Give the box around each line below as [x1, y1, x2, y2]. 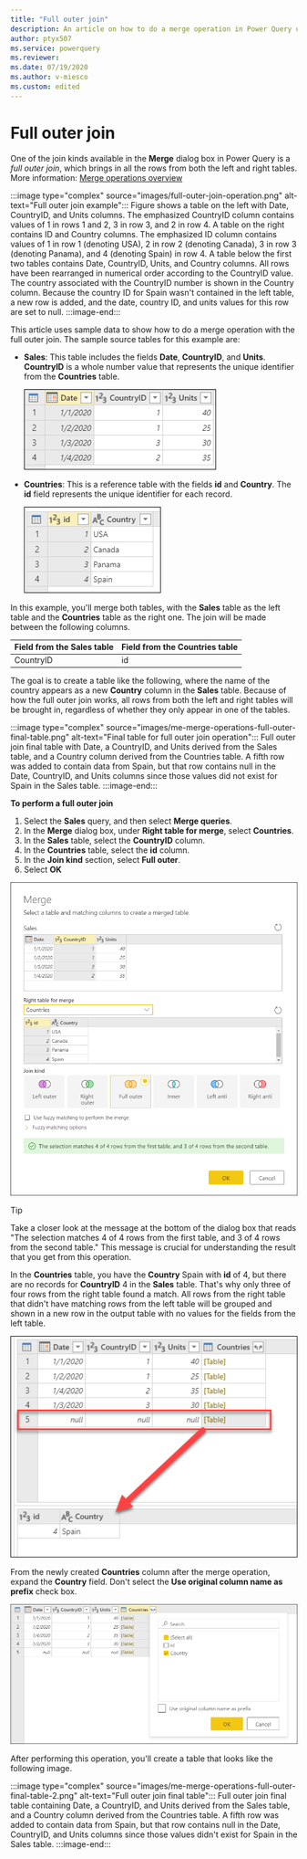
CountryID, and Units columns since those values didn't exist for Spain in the [10, 1829, 298, 1840]
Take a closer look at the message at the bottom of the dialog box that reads [10, 1222, 297, 1233]
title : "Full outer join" [10, 15, 108, 24]
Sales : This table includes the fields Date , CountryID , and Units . [23, 352, 266, 362]
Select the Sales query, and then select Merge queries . [23, 815, 233, 826]
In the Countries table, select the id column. [23, 845, 190, 856]
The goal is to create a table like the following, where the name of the [10, 675, 271, 686]
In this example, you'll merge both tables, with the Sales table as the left [10, 602, 281, 613]
